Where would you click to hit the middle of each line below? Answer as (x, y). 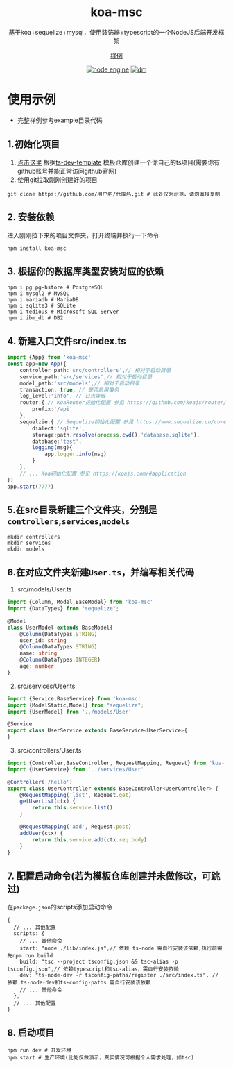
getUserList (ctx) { (48, 801)
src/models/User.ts (44, 589)
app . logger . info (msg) (76, 454)
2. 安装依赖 (31, 217)
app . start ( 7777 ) (31, 487)
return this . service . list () (72, 808)
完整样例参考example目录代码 (60, 120)
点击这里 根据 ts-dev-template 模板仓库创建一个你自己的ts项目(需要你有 (119, 162)
